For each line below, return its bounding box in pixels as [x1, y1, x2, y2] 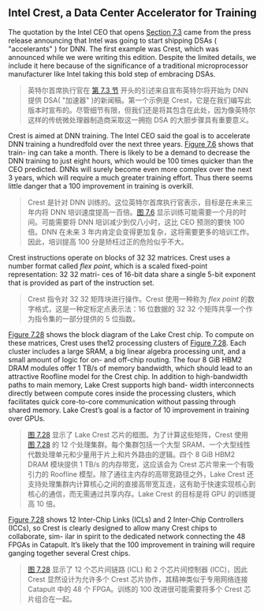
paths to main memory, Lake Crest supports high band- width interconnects [8, 380, 255, 389]
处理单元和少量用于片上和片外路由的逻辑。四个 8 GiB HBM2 [41, 449, 236, 459]
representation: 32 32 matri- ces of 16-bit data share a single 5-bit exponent [8, 269, 256, 279]
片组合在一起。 [27, 594, 76, 603]
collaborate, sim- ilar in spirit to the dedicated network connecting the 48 [8, 531, 246, 541]
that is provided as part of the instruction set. [8, 278, 155, 287]
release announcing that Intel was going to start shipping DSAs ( [8, 36, 218, 45]
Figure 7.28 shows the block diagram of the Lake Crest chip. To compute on [8, 329, 255, 339]
